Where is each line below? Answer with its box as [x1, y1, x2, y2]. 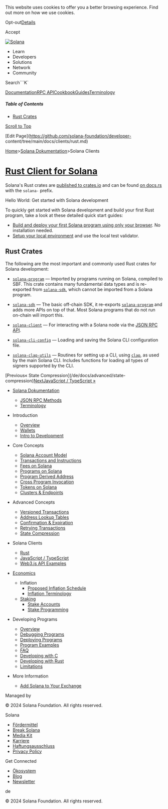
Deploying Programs [20, 636, 63, 642]
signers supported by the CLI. [12, 363, 74, 369]
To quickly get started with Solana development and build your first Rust [5, 207, 154, 213]
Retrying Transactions [20, 525, 66, 531]
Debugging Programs [20, 631, 64, 637]
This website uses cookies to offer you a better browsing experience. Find [5, 5, 158, 10]
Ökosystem [12, 768, 36, 774]
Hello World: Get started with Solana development [5, 197, 109, 203]
